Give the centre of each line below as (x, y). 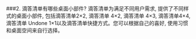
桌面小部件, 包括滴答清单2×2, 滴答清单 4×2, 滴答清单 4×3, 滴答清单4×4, (103, 16)
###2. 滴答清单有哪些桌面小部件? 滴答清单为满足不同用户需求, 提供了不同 (95, 8)
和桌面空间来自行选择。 (34, 30)
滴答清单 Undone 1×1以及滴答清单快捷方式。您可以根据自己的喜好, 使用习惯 (97, 23)
